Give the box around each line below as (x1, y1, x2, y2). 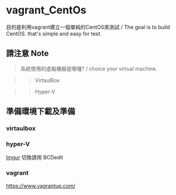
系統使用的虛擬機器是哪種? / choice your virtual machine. (20, 65, 157, 72)
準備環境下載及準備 (6, 106, 75, 117)
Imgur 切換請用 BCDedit (6, 154, 64, 161)
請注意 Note (6, 48, 49, 58)
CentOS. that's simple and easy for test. (6, 30, 102, 37)
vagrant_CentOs (6, 4, 86, 17)
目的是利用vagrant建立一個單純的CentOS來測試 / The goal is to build (6, 23, 170, 30)
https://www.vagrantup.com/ (6, 182, 76, 189)
